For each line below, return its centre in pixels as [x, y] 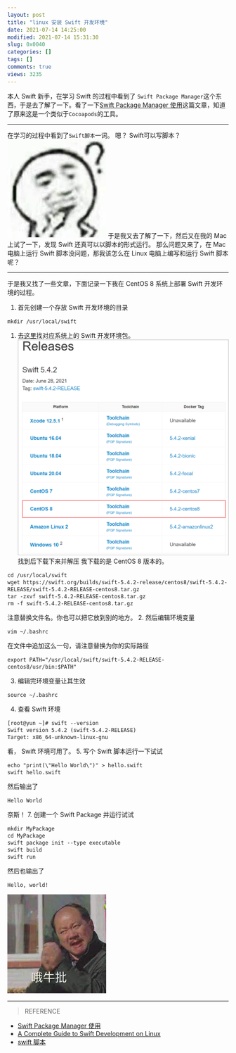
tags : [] [20, 60]
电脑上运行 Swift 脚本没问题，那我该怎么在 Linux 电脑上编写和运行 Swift [111, 253]
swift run [22, 857]
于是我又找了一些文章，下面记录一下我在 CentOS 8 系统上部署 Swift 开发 [112, 283]
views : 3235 [25, 74]
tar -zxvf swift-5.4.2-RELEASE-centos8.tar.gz [77, 596]
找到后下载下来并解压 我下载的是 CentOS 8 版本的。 [93, 561]
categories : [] [29, 52]
